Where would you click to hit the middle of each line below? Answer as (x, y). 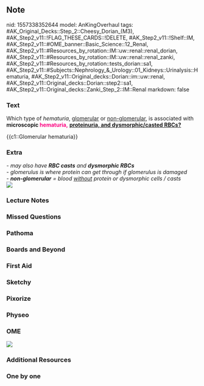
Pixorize (19, 298)
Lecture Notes (28, 200)
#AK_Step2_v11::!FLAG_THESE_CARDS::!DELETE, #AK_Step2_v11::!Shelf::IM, (100, 37)
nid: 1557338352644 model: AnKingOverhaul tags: (70, 24)
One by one (24, 376)
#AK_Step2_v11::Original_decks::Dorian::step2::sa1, (69, 83)
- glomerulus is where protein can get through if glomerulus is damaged (97, 172)
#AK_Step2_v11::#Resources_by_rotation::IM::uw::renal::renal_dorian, (92, 51)
